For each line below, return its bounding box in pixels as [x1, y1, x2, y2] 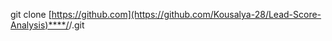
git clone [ [10, 9, 52, 20]
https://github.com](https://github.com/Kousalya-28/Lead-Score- [51, 9, 322, 20]
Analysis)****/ [10, 19, 70, 31]
